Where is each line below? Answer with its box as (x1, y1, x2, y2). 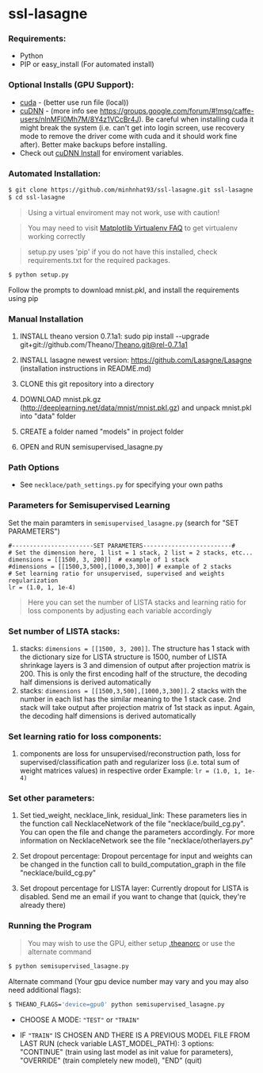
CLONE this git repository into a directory (19, 379, 154, 388)
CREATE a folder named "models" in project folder (19, 426, 185, 436)
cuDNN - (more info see (19, 106, 98, 115)
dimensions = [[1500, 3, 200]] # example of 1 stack (8, 555, 190, 564)
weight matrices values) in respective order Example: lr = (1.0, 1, (19, 766, 242, 775)
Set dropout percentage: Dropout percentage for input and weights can (19, 851, 253, 861)
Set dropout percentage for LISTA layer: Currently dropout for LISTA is (19, 883, 250, 894)
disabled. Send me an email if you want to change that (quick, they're (19, 892, 246, 901)
